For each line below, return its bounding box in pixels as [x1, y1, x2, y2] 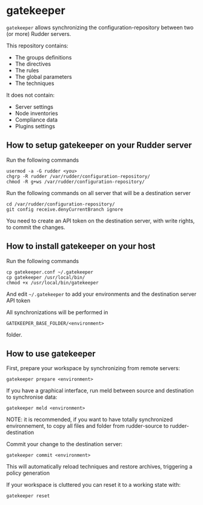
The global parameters [15, 73, 72, 80]
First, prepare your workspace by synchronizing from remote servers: [6, 365, 181, 372]
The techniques [15, 80, 55, 87]
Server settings [15, 103, 53, 110]
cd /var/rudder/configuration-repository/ [6, 201, 115, 207]
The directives [15, 60, 52, 67]
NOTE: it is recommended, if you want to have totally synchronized [6, 416, 173, 423]
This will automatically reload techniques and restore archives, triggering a [6, 463, 193, 470]
